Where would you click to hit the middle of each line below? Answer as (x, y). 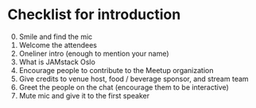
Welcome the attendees (58, 44)
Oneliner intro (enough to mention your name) (94, 53)
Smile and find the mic (56, 37)
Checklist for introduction (94, 15)
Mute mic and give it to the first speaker (84, 95)
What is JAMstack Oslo (57, 62)
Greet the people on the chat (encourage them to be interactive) (124, 87)
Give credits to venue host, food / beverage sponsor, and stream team (134, 79)
